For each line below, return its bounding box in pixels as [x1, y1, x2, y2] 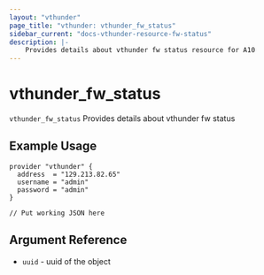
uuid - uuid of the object [21, 256, 111, 266]
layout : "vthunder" [9, 12, 82, 22]
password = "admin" [17, 185, 89, 195]
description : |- [9, 37, 69, 47]
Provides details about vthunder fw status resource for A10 [25, 46, 255, 55]
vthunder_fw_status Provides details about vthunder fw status [9, 113, 236, 124]
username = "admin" [17, 178, 89, 187]
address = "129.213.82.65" [17, 170, 121, 179]
